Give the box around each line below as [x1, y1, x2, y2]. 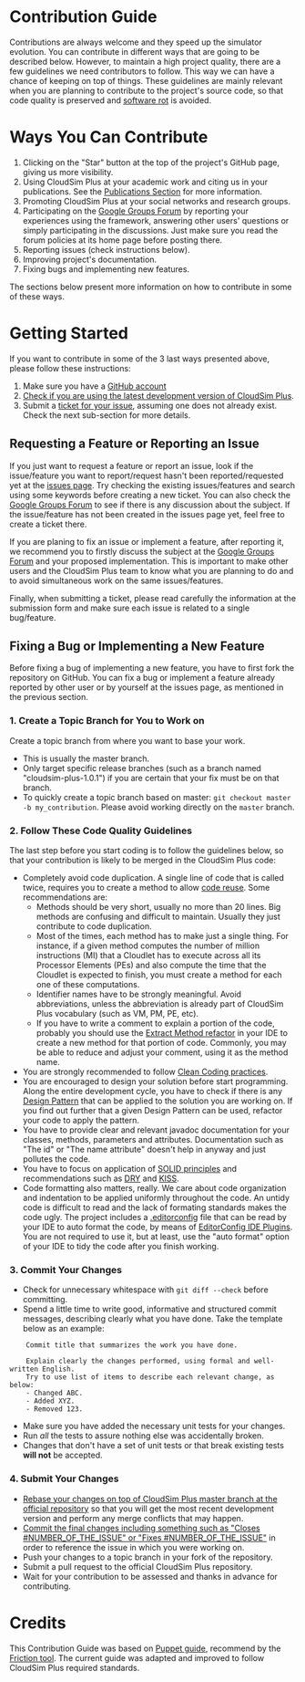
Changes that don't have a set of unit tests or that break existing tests [22, 1440, 285, 1451]
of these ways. [9, 290, 66, 302]
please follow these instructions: [9, 362, 131, 373]
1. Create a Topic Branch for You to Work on [9, 715, 205, 727]
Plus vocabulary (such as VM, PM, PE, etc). [36, 1008, 198, 1019]
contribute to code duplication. [36, 921, 152, 932]
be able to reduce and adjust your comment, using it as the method [36, 1047, 289, 1058]
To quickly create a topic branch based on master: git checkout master [22, 791, 291, 802]
